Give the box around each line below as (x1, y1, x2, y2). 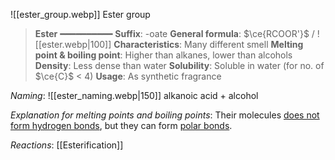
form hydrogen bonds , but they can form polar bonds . (10, 120, 233, 131)
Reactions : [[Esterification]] (10, 139, 124, 151)
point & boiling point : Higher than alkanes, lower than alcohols (34, 49, 293, 61)
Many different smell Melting (184, 39, 304, 50)
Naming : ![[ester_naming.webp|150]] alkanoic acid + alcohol (10, 90, 259, 101)
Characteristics (113, 39, 180, 50)
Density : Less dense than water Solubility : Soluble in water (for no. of (34, 60, 325, 71)
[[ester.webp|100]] (34, 39, 112, 50)
